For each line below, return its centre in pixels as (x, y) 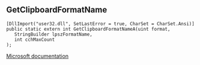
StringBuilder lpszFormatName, (53, 34)
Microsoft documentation (38, 56)
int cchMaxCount (35, 39)
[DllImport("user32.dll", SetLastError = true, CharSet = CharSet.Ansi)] (101, 23)
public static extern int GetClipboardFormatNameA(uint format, (88, 29)
